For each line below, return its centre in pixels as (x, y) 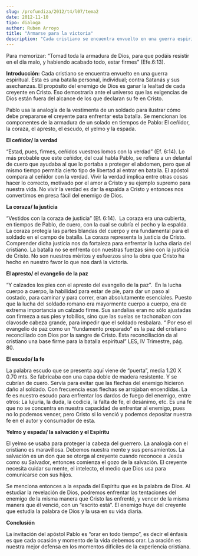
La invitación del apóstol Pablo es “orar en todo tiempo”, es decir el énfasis (97, 534)
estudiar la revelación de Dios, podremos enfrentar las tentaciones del (91, 492)
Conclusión (21, 523)
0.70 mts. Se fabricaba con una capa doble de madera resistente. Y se (92, 377)
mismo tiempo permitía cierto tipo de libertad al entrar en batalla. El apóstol (97, 170)
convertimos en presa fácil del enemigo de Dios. (65, 195)
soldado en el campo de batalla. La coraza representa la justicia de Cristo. (96, 237)
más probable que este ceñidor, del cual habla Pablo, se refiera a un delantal (99, 158)
